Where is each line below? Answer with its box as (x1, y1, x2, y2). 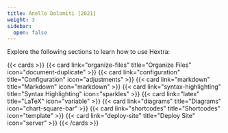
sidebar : (7, 23, 32, 29)
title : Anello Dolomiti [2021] (7, 10, 97, 17)
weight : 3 (7, 16, 36, 23)
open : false (13, 29, 48, 36)
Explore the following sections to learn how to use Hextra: (7, 48, 170, 56)
